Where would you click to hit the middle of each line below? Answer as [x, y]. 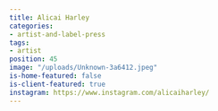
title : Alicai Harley [50, 17]
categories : [31, 26]
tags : [19, 43]
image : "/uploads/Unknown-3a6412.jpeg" [84, 68]
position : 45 [34, 59]
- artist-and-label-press [57, 34]
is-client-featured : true [57, 84]
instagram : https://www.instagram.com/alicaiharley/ [109, 92]
